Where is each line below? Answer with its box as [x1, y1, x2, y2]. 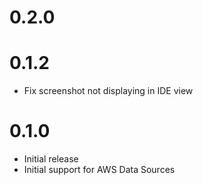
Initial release [23, 153, 79, 165]
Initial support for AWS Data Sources [23, 164, 176, 176]
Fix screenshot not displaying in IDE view [23, 85, 194, 97]
